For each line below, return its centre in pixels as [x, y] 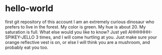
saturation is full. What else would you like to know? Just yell [66, 32]
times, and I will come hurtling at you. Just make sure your [98, 37]
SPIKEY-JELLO [20, 37]
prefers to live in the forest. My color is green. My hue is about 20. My [75, 27]
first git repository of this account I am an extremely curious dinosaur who [80, 22]
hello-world [29, 8]
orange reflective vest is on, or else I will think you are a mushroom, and [78, 42]
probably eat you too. [27, 47]
